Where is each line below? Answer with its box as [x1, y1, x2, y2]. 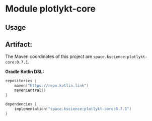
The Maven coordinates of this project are [5, 53, 92, 59]
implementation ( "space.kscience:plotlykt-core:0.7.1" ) [14, 106, 132, 111]
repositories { [5, 79, 37, 84]
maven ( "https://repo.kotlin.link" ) [14, 83, 89, 88]
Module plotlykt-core [5, 3, 96, 15]
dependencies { [5, 101, 37, 106]
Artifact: [5, 40, 33, 48]
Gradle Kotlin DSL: [5, 69, 44, 75]
